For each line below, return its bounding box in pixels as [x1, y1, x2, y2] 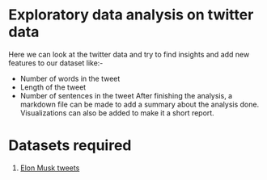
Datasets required [8, 136, 132, 155]
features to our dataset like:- [8, 58, 104, 68]
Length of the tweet [19, 82, 87, 92]
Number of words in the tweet [19, 73, 121, 83]
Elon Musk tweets [19, 163, 80, 173]
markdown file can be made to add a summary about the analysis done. [19, 99, 260, 109]
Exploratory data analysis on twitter [8, 6, 254, 24]
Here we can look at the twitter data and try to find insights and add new [8, 49, 250, 59]
